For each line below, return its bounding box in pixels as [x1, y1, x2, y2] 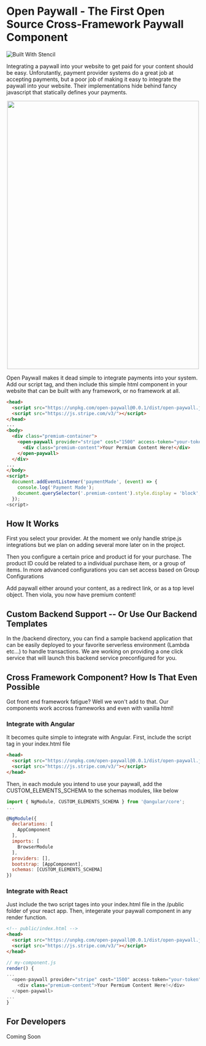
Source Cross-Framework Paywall [6, 17, 184, 31]
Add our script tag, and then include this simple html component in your [6, 380, 188, 387]
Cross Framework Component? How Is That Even [6, 672, 198, 682]
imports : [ [12, 838, 40, 844]
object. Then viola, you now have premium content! [6, 591, 136, 598]
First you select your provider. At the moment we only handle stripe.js [6, 535, 182, 542]
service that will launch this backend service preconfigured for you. [6, 654, 177, 662]
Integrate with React [6, 887, 69, 896]
